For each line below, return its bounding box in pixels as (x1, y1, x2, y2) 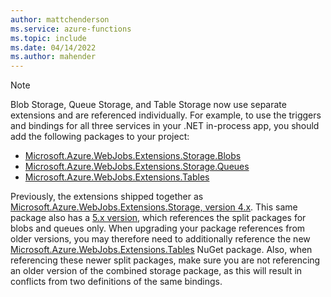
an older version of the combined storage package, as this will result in (10, 265, 303, 277)
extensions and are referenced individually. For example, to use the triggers (10, 109, 322, 121)
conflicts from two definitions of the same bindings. (10, 276, 223, 288)
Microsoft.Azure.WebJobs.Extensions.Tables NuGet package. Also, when (10, 244, 313, 256)
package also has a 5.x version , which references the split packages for (10, 212, 307, 224)
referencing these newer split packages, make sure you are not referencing (10, 254, 321, 266)
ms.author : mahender (10, 52, 97, 62)
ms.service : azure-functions (10, 24, 132, 34)
